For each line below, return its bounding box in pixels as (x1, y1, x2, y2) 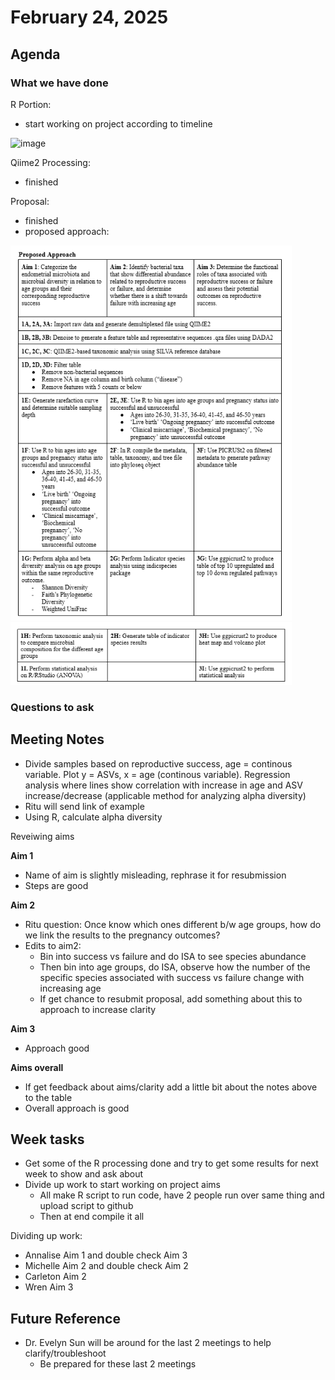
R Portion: (10, 98, 52, 110)
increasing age (39, 982, 102, 994)
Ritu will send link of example (24, 800, 145, 812)
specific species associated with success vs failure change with (39, 971, 305, 983)
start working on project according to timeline (24, 117, 213, 130)
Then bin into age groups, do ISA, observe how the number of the (39, 961, 311, 973)
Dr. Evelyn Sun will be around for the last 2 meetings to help (24, 1337, 272, 1349)
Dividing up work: (10, 1230, 83, 1242)
